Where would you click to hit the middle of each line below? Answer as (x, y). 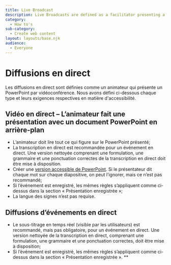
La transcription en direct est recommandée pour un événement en (83, 148)
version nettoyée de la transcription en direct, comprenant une (78, 235)
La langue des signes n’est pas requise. (54, 196)
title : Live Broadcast (29, 10)
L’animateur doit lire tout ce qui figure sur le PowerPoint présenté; (81, 142)
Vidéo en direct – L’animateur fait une (65, 114)
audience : (16, 43)
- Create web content (33, 34)
